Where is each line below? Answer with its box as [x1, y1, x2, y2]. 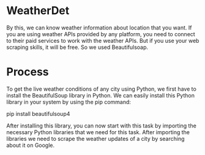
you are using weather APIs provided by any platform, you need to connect [6, 30, 196, 37]
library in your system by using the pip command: [6, 98, 132, 105]
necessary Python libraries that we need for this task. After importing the [6, 128, 190, 135]
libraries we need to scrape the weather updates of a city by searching [6, 135, 185, 142]
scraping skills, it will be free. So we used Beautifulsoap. [6, 43, 149, 51]
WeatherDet [6, 4, 70, 18]
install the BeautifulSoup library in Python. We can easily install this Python [6, 91, 195, 99]
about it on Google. [6, 142, 55, 149]
